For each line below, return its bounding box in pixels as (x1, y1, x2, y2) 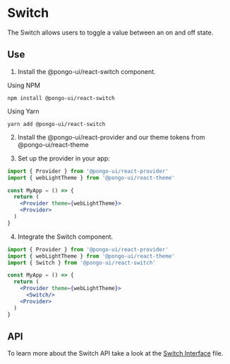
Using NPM (7, 81, 41, 89)
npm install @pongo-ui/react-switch (7, 94, 115, 101)
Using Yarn (7, 107, 40, 115)
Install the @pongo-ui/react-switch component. (17, 67, 157, 75)
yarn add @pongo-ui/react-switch (7, 120, 106, 127)
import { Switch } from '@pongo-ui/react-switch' (7, 259, 157, 266)
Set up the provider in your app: (17, 153, 111, 163)
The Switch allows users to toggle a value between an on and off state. (7, 28, 214, 37)
